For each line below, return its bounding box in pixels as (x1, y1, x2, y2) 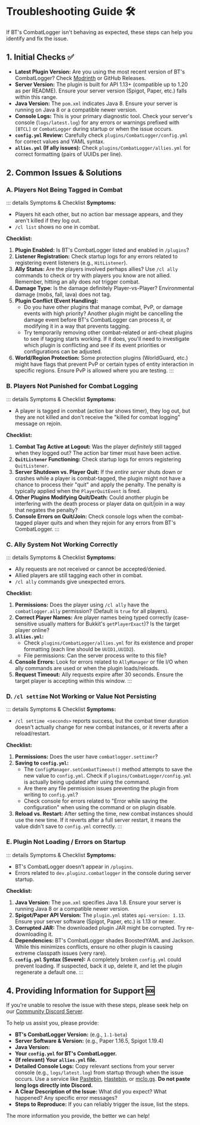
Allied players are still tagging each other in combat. (14, 572, 143, 579)
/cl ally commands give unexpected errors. (14, 578, 126, 585)
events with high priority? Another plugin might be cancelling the (23, 310, 183, 317)
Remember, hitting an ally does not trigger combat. (14, 278, 140, 285)
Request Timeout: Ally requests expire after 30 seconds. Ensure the (14, 671, 183, 678)
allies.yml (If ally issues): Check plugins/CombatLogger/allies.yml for (14, 144, 191, 151)
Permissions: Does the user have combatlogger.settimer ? (14, 753, 158, 760)
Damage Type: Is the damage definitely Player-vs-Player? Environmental (14, 285, 195, 292)
